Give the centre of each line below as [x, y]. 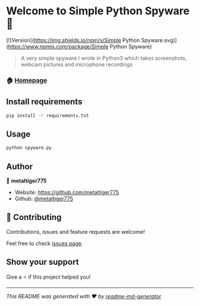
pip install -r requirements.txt [48, 115]
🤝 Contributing [34, 217]
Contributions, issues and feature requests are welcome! [76, 231]
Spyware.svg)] [159, 40]
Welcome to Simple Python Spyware [98, 11]
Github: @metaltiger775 [44, 199]
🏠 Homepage [27, 80]
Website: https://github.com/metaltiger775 [67, 193]
